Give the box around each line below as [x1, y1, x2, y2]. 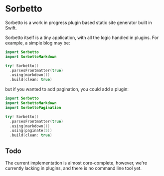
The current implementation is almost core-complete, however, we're [5, 160, 147, 165]
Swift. [5, 24, 17, 30]
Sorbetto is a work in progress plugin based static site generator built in [5, 19, 152, 25]
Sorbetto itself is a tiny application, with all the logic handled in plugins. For [5, 34, 159, 40]
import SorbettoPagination [5, 105, 61, 110]
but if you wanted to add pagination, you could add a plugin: [5, 86, 129, 92]
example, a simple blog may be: [5, 39, 70, 45]
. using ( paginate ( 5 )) [9, 128, 52, 133]
